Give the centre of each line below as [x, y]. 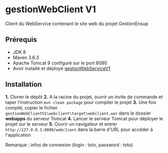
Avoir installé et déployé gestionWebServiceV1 [61, 68]
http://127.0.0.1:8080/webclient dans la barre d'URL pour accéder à [79, 129]
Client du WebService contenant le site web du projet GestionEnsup [77, 24]
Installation [24, 85]
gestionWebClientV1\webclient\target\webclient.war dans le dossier [78, 113]
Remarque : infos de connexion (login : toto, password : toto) [69, 145]
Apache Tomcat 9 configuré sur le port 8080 [60, 63]
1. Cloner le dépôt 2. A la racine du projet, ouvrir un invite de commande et [84, 97]
